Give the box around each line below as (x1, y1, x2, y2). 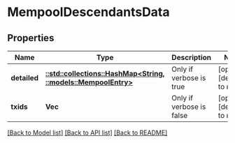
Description (171, 53, 212, 62)
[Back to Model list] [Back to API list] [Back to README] (7, 128, 168, 137)
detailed (10, 73, 39, 82)
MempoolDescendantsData (7, 4, 170, 20)
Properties (7, 32, 55, 44)
